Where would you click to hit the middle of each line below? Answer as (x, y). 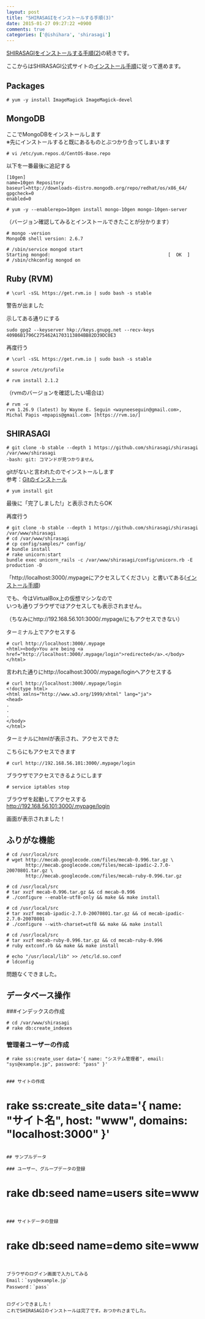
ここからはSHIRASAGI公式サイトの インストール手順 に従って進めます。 (95, 66)
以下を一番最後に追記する (39, 166)
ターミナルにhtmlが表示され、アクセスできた (63, 739)
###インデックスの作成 (36, 1011)
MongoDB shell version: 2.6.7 (45, 239)
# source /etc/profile (35, 370)
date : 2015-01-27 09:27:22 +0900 (49, 23)
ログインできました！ (29, 1304)
